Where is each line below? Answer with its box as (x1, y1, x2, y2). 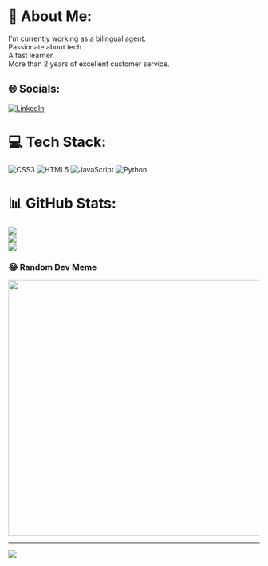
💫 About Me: (8, 7, 93, 26)
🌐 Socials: (8, 82, 61, 96)
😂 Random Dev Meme (8, 261, 97, 272)
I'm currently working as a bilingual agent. (8, 34, 146, 43)
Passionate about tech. (8, 42, 84, 51)
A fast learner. (8, 50, 55, 60)
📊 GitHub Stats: (8, 194, 117, 212)
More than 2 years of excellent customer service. (8, 59, 170, 69)
